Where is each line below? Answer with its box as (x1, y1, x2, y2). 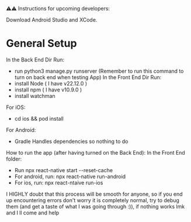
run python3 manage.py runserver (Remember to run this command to (14, 67, 184, 74)
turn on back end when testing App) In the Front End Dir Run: (14, 73, 162, 81)
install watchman (14, 92, 55, 99)
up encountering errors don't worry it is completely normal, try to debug (6, 196, 180, 204)
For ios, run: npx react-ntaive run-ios (14, 179, 103, 186)
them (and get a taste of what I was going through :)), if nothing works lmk (6, 203, 185, 210)
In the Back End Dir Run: (6, 56, 65, 63)
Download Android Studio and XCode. (6, 16, 98, 23)
